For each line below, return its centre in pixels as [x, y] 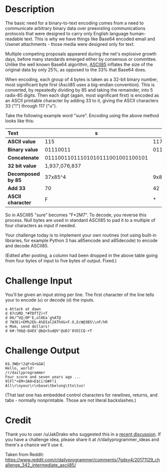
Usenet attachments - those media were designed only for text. [70, 44]
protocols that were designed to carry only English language [67, 33]
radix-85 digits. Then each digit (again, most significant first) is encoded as [82, 95]
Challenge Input [39, 281]
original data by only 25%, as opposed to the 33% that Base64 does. [76, 70]
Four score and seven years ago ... [43, 377]
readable [14, 39]
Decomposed [24, 174]
